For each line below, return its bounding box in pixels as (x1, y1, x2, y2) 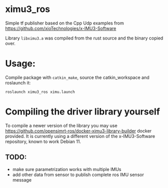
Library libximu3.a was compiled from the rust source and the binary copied (5, 35, 163, 41)
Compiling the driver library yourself (5, 106, 160, 117)
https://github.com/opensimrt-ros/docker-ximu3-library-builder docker (5, 127, 152, 133)
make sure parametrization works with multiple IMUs (12, 166, 121, 172)
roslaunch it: (5, 79, 31, 85)
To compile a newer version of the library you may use (5, 122, 118, 128)
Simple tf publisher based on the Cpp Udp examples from (5, 20, 124, 26)
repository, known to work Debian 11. (5, 138, 81, 144)
